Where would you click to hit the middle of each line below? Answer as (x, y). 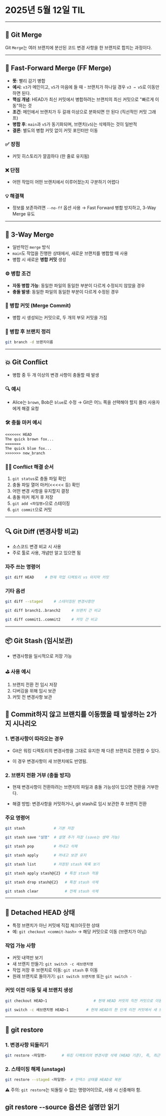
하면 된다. (21, 93)
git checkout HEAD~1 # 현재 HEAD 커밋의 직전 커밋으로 (79, 1001)
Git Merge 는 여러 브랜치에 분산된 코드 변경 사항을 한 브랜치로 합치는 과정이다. (79, 47)
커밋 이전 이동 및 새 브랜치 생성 (39, 990)
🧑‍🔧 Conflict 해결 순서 (29, 467)
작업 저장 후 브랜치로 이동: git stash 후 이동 (55, 970)
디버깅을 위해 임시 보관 (34, 691)
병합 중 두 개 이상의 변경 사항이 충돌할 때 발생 (56, 375)
